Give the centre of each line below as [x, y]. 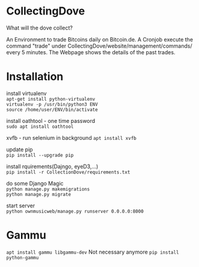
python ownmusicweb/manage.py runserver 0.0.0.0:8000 [75, 211]
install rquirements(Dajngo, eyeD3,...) [52, 166]
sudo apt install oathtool [40, 127]
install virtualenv [26, 93]
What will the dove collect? [40, 28]
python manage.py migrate [38, 194]
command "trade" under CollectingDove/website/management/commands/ [99, 46]
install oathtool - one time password [51, 121]
